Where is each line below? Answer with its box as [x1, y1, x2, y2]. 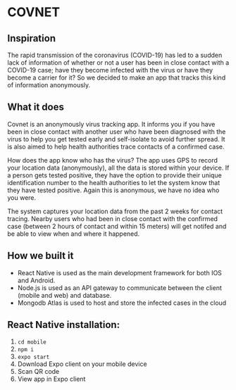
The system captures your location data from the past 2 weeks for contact [7, 207, 223, 215]
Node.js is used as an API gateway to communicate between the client [17, 283, 222, 292]
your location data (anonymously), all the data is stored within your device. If [7, 163, 230, 172]
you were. [7, 193, 37, 201]
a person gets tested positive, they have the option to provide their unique [7, 170, 222, 180]
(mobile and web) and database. [17, 291, 112, 299]
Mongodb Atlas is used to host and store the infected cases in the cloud [17, 298, 227, 307]
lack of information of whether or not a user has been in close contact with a [7, 58, 230, 67]
